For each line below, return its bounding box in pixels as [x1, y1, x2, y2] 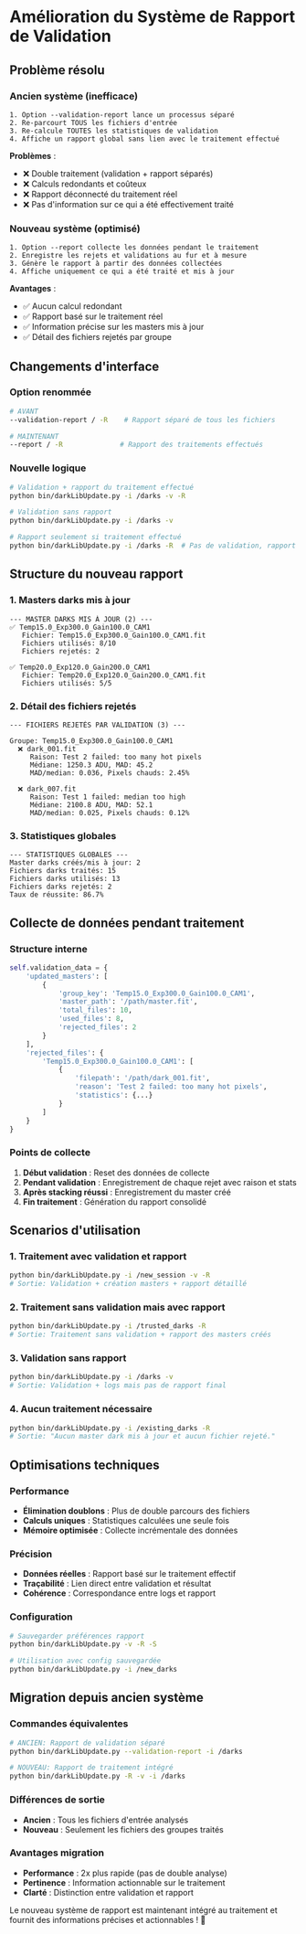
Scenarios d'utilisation [9, 1223, 142, 1238]
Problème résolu [9, 62, 105, 78]
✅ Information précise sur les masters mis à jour [22, 322, 205, 333]
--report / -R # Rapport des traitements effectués [9, 441, 263, 450]
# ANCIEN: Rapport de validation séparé [9, 1738, 166, 1748]
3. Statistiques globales [9, 829, 117, 842]
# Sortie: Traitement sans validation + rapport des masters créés [9, 1330, 272, 1340]
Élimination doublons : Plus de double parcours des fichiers [22, 1505, 250, 1516]
